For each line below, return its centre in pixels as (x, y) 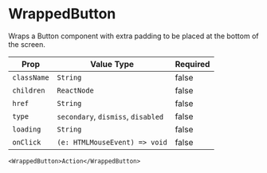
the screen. (27, 44)
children (29, 90)
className (31, 77)
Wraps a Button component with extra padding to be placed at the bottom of (133, 36)
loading (27, 129)
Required (192, 64)
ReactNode (75, 90)
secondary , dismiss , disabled (110, 116)
